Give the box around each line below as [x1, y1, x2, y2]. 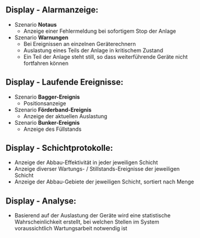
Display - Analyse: [5, 196, 77, 206]
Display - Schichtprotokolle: [5, 143, 113, 153]
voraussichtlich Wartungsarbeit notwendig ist [14, 225, 127, 232]
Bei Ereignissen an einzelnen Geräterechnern [23, 40, 137, 47]
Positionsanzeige [23, 99, 66, 107]
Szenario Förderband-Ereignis [14, 106, 92, 113]
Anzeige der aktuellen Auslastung [23, 112, 108, 120]
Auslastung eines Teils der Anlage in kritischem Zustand [23, 47, 164, 54]
